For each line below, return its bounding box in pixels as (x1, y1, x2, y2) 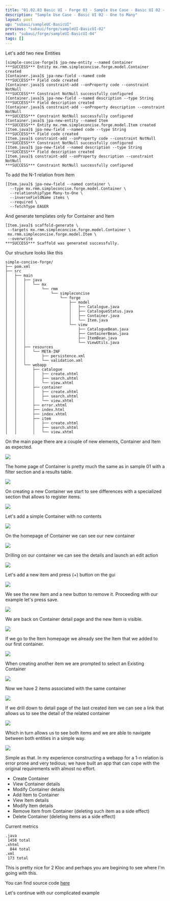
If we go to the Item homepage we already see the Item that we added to (5, 635, 158, 641)
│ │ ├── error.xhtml (5, 402, 67, 408)
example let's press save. (5, 596, 59, 603)
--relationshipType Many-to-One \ (10, 190, 83, 196)
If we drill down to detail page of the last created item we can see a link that (5, 705, 164, 711)
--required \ (10, 199, 38, 204)
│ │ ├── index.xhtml (5, 411, 67, 417)
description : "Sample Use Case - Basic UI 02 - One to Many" (5, 12, 138, 17)
